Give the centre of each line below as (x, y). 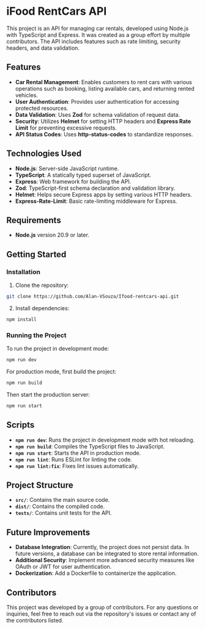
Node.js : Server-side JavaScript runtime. (67, 168)
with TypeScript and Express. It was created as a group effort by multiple (99, 34)
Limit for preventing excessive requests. (66, 128)
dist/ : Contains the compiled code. (60, 506)
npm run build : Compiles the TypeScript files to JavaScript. (90, 446)
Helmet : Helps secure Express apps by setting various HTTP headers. (103, 194)
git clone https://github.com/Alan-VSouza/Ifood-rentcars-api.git (93, 297)
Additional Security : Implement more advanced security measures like (105, 560)
